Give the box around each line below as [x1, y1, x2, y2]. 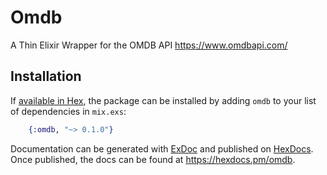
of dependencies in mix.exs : [10, 105, 127, 117]
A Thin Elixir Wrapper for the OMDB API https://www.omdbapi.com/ [10, 39, 288, 51]
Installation [10, 68, 82, 85]
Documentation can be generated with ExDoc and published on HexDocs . [10, 142, 314, 155]
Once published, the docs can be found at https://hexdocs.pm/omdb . [10, 153, 296, 165]
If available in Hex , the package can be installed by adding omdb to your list [10, 94, 317, 106]
